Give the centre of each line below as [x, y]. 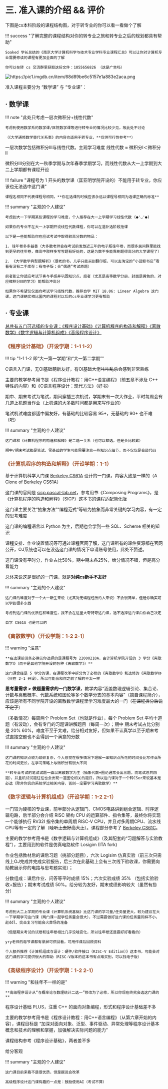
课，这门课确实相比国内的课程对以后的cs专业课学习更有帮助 [58, 296]
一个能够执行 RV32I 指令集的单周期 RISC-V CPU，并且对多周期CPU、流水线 [83, 821]
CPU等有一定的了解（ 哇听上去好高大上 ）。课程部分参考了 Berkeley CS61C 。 [83, 827]
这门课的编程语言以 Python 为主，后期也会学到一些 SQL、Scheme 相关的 [80, 526]
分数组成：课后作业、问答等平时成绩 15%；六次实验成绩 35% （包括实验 [80, 878]
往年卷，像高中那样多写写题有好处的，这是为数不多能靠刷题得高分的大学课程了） [90, 251]
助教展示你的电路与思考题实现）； [39, 867]
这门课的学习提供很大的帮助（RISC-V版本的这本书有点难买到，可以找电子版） [73, 957]
